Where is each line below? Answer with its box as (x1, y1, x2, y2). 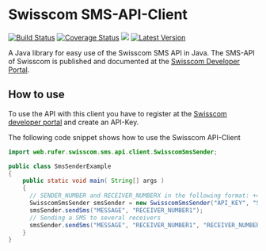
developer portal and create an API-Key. (8, 117, 139, 127)
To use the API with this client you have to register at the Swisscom (8, 108, 227, 118)
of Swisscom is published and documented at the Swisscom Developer (8, 56, 240, 66)
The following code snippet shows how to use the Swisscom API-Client (8, 132, 241, 142)
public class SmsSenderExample (8, 162, 112, 170)
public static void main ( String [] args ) (22, 177, 165, 185)
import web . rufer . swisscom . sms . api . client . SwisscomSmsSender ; (8, 148, 218, 156)
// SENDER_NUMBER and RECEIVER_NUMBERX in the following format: (28, 192, 249, 200)
